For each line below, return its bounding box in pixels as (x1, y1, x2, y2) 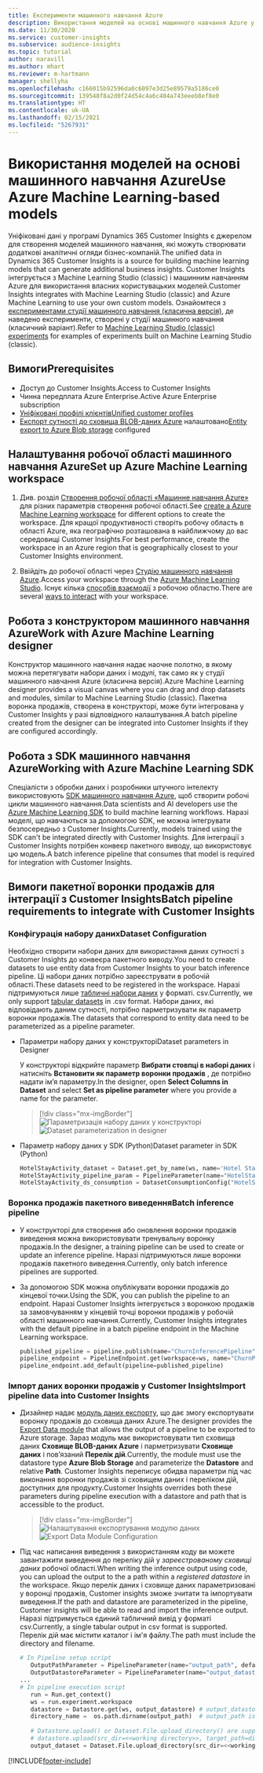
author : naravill (8, 56, 65, 64)
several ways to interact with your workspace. (19, 592, 169, 601)
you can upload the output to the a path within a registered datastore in (19, 1572, 250, 1581)
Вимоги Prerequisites (8, 362, 115, 375)
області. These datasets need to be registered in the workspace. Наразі (8, 980, 240, 989)
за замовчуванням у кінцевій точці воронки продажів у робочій (19, 1307, 234, 1317)
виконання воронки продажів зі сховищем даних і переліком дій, (19, 1474, 239, 1485)
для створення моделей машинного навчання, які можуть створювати (8, 239, 246, 248)
